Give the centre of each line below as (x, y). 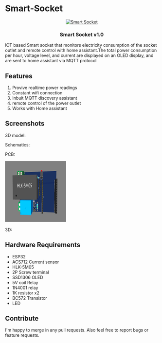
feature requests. (22, 335)
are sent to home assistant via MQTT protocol (51, 61)
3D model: (15, 135)
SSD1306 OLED (27, 277)
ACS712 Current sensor (36, 262)
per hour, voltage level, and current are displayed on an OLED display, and (79, 55)
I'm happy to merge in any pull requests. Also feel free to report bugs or (77, 330)
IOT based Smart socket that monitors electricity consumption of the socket (81, 45)
